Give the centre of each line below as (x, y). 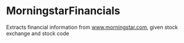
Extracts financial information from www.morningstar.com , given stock (92, 27)
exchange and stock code (38, 33)
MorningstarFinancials (63, 11)
